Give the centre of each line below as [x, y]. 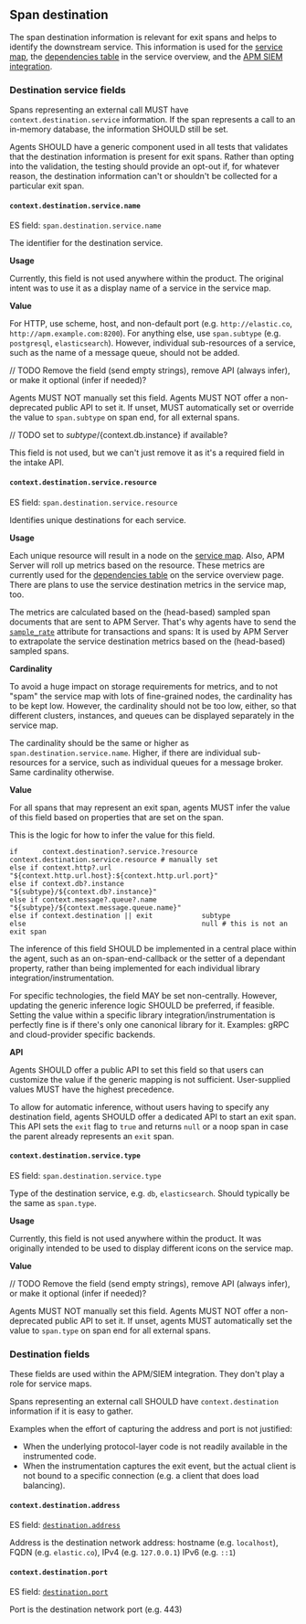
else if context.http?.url [61, 868]
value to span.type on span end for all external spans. [111, 1330]
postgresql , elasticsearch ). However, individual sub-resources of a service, [153, 343]
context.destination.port [58, 1572]
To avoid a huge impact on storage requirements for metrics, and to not [144, 686]
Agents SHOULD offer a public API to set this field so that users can [137, 1070]
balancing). [44, 1486]
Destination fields [50, 1354]
